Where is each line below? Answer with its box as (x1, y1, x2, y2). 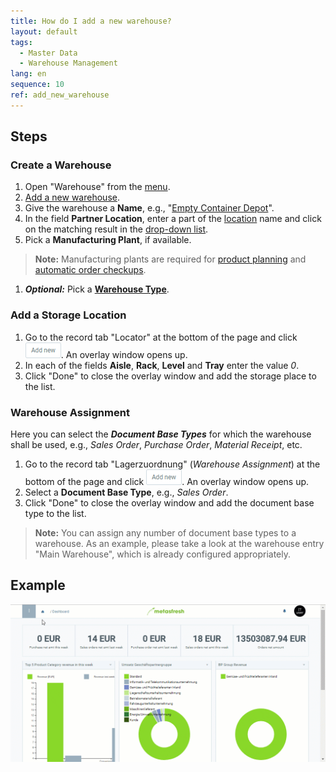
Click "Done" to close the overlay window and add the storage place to (24, 370, 317, 382)
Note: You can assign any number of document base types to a (34, 527, 297, 539)
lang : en (10, 69, 47, 79)
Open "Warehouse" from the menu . (24, 181, 171, 193)
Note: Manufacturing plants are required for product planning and (34, 253, 307, 265)
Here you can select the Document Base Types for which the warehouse (10, 428, 312, 440)
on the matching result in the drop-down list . (24, 223, 209, 235)
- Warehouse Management (19, 58, 118, 69)
